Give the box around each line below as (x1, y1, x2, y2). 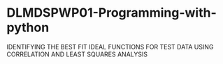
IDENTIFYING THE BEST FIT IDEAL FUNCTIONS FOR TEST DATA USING (6, 42, 214, 51)
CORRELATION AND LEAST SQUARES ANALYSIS (6, 50, 148, 58)
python (6, 19, 50, 35)
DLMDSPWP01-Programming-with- (6, 5, 217, 21)
